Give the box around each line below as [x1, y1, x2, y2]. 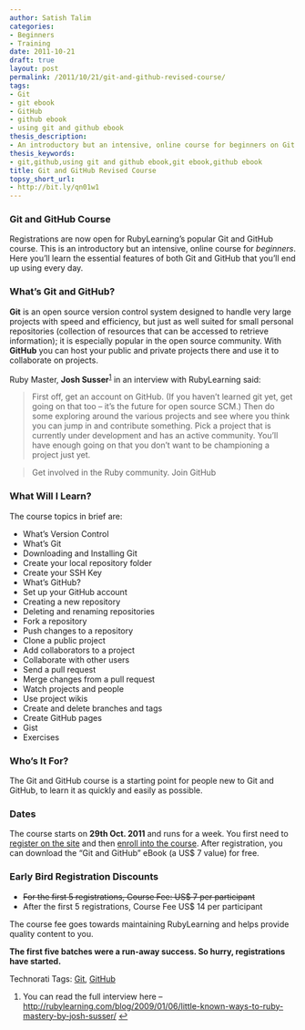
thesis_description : [9, 132, 88, 141]
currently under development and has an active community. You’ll [31, 430, 279, 441]
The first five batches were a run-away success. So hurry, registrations [9, 945, 286, 957]
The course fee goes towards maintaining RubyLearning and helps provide [9, 918, 290, 930]
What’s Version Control [22, 528, 109, 539]
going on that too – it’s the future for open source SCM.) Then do [31, 401, 275, 412]
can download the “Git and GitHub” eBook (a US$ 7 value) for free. [9, 848, 259, 859]
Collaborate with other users [22, 654, 130, 665]
